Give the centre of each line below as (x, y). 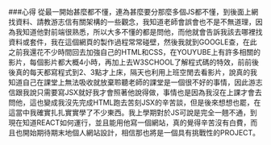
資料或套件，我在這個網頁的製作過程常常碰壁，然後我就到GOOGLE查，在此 (133, 42)
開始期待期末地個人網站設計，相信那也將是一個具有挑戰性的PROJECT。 (141, 133)
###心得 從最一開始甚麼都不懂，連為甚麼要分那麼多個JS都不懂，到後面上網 (133, 12)
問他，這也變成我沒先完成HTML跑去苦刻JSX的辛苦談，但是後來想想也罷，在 (135, 102)
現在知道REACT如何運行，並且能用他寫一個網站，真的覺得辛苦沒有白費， (129, 122)
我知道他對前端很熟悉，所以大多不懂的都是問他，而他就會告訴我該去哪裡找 (139, 32)
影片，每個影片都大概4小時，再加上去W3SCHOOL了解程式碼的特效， (123, 62)
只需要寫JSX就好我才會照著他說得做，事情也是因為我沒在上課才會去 (149, 92)
